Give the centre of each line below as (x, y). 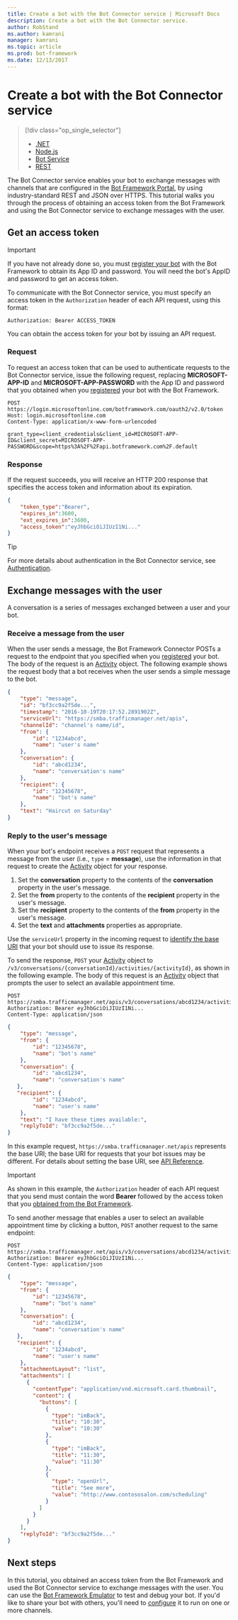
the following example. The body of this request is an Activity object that (113, 975)
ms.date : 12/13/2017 (38, 60)
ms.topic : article (34, 47)
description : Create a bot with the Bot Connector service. (98, 21)
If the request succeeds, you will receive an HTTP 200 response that (108, 480)
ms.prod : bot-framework (42, 54)
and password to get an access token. (63, 278)
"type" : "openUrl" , (81, 1482)
